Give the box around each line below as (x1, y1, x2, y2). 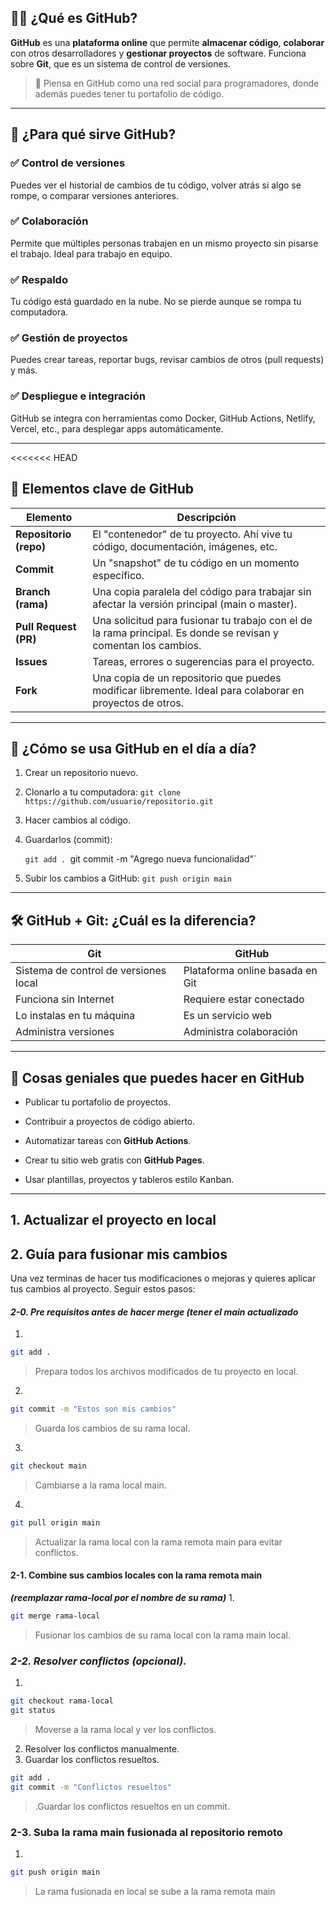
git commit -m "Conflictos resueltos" (10, 1782, 172, 1792)
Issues (15, 654, 48, 668)
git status (10, 1706, 56, 1716)
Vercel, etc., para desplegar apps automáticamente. (10, 422, 224, 435)
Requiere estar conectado (183, 992, 305, 1006)
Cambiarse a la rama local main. (34, 1479, 167, 1491)
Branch (15, 584, 51, 598)
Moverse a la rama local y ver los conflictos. (34, 1723, 217, 1735)
